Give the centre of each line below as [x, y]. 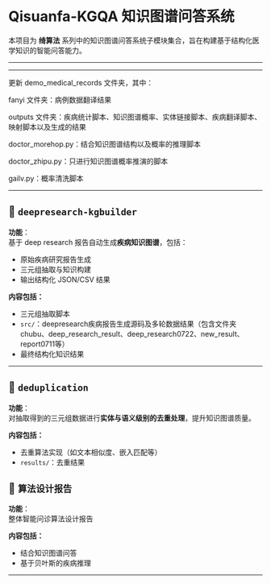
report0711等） [44, 344]
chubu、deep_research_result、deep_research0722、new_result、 [132, 333]
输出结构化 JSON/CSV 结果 [65, 280]
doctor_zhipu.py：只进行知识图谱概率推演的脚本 [88, 161]
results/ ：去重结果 [52, 462]
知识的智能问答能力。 [50, 50]
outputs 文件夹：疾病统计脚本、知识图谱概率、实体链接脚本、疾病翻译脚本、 [135, 117]
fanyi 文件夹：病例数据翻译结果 [60, 99]
